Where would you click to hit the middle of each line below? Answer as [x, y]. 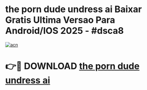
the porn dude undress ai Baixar [74, 9]
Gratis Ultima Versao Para [60, 20]
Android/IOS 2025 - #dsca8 [65, 31]
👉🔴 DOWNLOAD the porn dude [72, 66]
